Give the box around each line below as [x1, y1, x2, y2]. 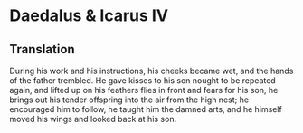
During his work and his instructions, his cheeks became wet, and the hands [9, 65, 294, 76]
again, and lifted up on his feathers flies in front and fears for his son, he [9, 85, 279, 95]
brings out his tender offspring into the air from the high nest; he [9, 94, 250, 105]
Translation [9, 42, 75, 57]
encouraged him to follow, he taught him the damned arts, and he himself [9, 104, 282, 114]
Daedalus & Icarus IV [9, 5, 169, 26]
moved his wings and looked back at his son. [9, 114, 177, 124]
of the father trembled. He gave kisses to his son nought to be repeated [9, 75, 276, 86]
